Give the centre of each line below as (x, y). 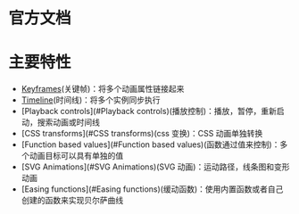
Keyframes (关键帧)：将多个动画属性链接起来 (103, 89)
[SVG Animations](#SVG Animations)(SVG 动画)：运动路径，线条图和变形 (155, 167)
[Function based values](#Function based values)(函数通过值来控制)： (150, 144)
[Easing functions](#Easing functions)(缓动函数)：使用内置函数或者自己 (152, 189)
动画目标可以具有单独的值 (76, 156)
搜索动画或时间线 (68, 122)
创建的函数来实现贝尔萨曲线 (72, 201)
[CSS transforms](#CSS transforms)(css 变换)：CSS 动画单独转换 (142, 134)
